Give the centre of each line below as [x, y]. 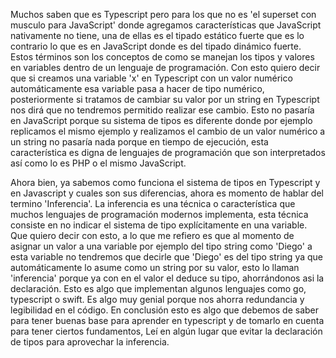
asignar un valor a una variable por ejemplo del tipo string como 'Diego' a [161, 246]
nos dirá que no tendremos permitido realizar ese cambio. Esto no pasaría [162, 110]
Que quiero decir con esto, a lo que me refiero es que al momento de [152, 235]
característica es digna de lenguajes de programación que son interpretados [168, 152]
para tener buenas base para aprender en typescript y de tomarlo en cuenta [167, 320]
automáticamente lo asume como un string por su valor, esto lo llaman [155, 267]
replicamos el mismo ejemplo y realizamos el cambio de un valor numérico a [168, 131]
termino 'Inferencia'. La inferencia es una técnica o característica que [153, 203]
